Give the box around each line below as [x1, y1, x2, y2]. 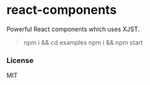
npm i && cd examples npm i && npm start [23, 38, 143, 46]
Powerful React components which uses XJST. [6, 25, 140, 33]
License [6, 55, 34, 65]
